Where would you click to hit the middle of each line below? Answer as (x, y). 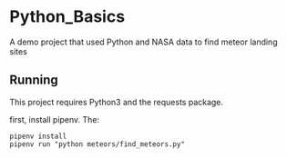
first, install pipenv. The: (55, 119)
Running (34, 80)
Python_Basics (67, 17)
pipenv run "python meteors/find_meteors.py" (97, 144)
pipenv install (38, 136)
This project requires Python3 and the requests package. (117, 102)
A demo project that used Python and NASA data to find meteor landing (143, 42)
